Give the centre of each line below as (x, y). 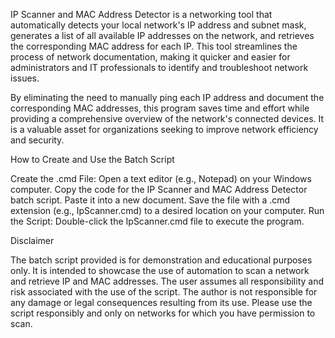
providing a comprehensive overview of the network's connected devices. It (167, 118)
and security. (37, 140)
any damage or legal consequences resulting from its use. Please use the (161, 302)
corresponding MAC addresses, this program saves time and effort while (160, 108)
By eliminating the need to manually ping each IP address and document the (167, 97)
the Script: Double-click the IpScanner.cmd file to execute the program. (157, 221)
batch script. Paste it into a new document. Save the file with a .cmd (150, 200)
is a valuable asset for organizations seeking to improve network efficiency (164, 129)
